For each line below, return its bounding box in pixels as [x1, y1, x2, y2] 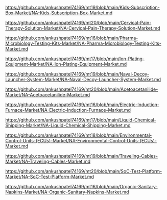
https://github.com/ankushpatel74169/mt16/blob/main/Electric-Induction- [5, 102, 160, 108]
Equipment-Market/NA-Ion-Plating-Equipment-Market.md [5, 61, 127, 67]
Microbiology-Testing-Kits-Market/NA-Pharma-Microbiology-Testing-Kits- [5, 40, 162, 46]
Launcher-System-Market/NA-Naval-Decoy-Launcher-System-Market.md [5, 77, 161, 82]
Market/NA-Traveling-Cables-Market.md [5, 158, 91, 164]
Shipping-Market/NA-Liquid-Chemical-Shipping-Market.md [5, 122, 131, 128]
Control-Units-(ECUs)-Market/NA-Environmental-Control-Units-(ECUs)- [5, 138, 157, 143]
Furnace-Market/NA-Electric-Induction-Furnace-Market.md [5, 107, 131, 113]
